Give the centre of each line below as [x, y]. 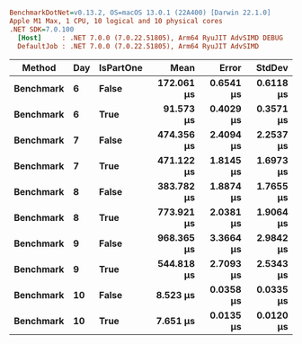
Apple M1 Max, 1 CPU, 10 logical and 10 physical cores [116, 21]
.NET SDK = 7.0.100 [42, 29]
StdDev [272, 68]
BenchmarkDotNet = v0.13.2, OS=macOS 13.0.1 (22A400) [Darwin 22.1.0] [140, 13]
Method [39, 68]
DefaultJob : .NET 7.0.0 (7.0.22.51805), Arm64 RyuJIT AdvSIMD [138, 46]
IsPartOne [121, 68]
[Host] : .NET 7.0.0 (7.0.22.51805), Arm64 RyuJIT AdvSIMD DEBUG [150, 38]
